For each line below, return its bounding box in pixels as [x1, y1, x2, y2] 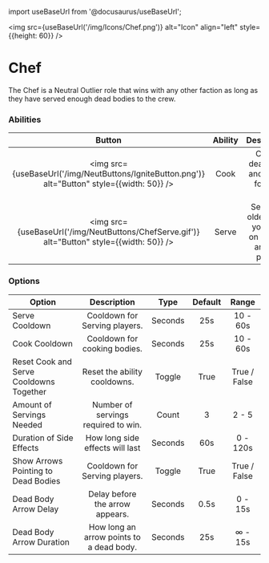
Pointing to [12, 465, 54, 476]
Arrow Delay [12, 503, 59, 514]
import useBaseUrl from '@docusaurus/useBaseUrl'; [8, 7, 182, 16]
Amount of [12, 399, 52, 410]
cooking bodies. [82, 342, 143, 354]
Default [191, 296, 222, 307]
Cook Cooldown [12, 338, 74, 349]
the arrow [94, 498, 130, 509]
